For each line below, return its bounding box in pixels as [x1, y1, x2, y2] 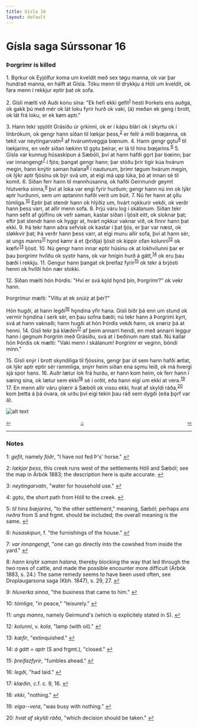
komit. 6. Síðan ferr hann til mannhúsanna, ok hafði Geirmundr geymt [6, 178, 173, 185]
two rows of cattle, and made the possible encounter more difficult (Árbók [6, 564, 186, 571]
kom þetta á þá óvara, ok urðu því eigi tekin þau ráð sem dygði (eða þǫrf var [6, 390, 190, 397]
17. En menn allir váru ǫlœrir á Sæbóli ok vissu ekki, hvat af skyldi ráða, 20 [6, 383, 183, 391]
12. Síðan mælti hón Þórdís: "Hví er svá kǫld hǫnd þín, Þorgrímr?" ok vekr [6, 277, 183, 284]
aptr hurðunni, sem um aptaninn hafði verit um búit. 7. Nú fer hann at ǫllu [6, 191, 181, 198]
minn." [6, 346, 22, 353]
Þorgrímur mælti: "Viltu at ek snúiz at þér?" [6, 294, 110, 302]
